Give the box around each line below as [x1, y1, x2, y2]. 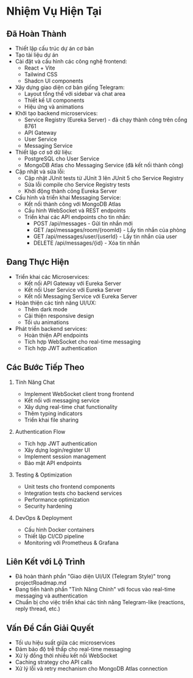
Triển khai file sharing [24, 416, 79, 424]
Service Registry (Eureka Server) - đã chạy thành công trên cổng [24, 116, 188, 123]
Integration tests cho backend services [24, 489, 122, 497]
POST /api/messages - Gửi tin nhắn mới [33, 220, 133, 227]
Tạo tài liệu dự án [15, 51, 59, 59]
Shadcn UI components [24, 78, 83, 84]
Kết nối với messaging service [24, 397, 100, 404]
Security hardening [24, 502, 72, 510]
